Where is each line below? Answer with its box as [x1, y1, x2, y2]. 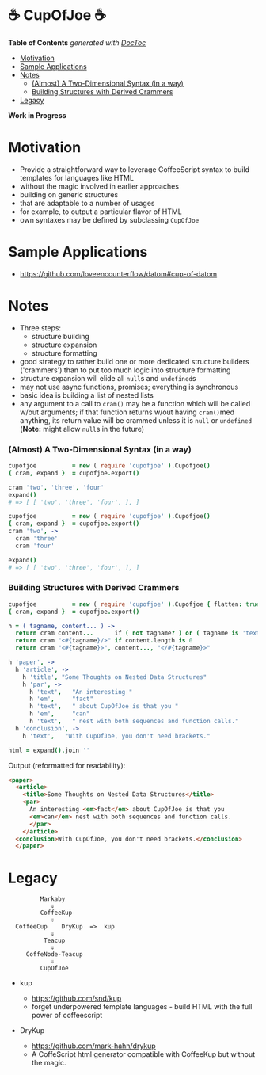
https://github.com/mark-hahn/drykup [31, 1041, 156, 1050]
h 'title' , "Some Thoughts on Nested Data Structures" [22, 673, 207, 681]
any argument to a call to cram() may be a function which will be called [19, 398, 251, 408]
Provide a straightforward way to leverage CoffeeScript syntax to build [19, 164, 250, 174]
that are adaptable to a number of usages [19, 198, 155, 208]
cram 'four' [15, 542, 55, 550]
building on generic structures [19, 189, 119, 199]
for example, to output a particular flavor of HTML [19, 207, 182, 216]
